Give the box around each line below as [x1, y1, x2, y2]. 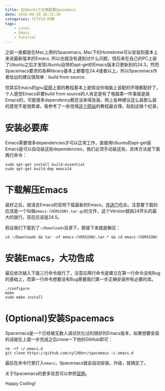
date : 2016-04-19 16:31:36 [5, 12, 61, 17]
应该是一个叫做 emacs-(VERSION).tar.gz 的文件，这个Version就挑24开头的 [5, 208, 153, 214]
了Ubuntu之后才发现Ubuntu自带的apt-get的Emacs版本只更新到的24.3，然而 [5, 62, 160, 67]
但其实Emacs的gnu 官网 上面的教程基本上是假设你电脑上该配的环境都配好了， [5, 84, 161, 90]
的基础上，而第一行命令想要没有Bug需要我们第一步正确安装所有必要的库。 [5, 276, 157, 282]
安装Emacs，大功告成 [5, 253, 94, 263]
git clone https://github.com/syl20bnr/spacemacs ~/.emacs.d [5, 350, 134, 355]
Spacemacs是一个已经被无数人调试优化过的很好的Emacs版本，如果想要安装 [5, 330, 160, 336]
